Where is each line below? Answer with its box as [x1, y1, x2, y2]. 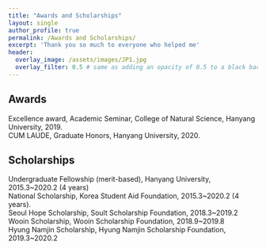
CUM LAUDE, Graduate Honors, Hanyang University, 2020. [8, 130, 200, 140]
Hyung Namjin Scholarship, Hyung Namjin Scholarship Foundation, [8, 225, 226, 235]
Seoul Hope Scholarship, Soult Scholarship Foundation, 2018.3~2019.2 [8, 208, 239, 218]
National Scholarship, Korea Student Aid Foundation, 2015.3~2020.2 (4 [8, 191, 240, 201]
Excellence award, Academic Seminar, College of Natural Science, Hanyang [8, 113, 256, 123]
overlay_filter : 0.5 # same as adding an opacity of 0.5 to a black [15, 63, 246, 71]
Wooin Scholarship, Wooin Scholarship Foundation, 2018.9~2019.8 [8, 216, 225, 226]
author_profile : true [8, 26, 80, 34]
